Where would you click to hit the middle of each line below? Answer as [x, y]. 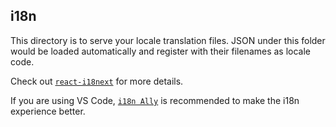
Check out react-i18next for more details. [97, 81]
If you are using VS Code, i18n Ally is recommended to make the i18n [155, 100]
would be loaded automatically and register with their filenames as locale [161, 51]
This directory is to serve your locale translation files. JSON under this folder [168, 40]
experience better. [48, 111]
